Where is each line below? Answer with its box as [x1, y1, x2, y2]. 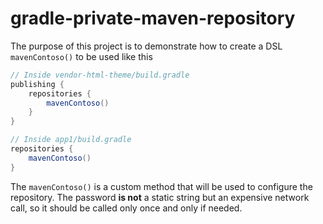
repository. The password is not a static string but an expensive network [10, 191, 310, 203]
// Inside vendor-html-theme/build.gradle [10, 70, 190, 80]
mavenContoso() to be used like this [10, 50, 153, 62]
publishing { [10, 79, 65, 89]
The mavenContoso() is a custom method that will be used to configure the [10, 180, 313, 192]
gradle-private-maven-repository [10, 7, 296, 30]
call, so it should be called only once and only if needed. [10, 202, 243, 214]
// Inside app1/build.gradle [10, 135, 132, 145]
